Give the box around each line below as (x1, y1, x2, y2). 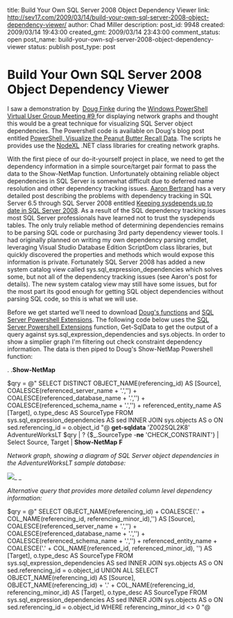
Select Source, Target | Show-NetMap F (7, 438, 123, 446)
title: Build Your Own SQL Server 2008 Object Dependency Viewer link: (7, 6, 210, 14)
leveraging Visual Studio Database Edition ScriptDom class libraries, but (7, 242, 213, 251)
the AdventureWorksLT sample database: (7, 459, 126, 467)
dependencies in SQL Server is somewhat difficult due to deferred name (7, 177, 214, 185)
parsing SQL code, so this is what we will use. (7, 294, 138, 303)
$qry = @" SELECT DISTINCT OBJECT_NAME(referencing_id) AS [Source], (7, 379, 222, 387)
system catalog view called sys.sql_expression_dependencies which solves (7, 265, 223, 273)
